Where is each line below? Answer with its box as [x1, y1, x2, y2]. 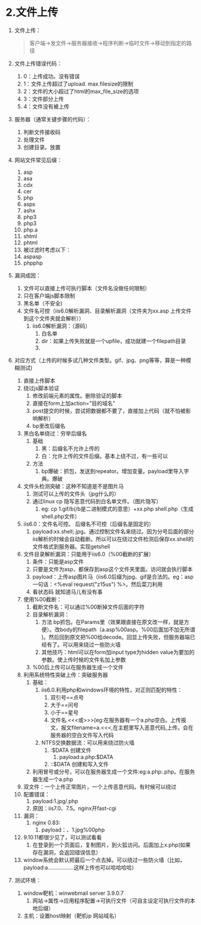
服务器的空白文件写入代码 [50, 731, 114, 739]
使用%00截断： [23, 596, 63, 603]
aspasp [23, 253, 42, 260]
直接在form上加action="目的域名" [32, 399, 116, 407]
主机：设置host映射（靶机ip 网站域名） [23, 912, 120, 919]
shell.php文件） [41, 512, 81, 520]
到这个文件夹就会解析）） [23, 314, 85, 322]
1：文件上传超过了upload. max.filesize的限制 [23, 80, 134, 87]
